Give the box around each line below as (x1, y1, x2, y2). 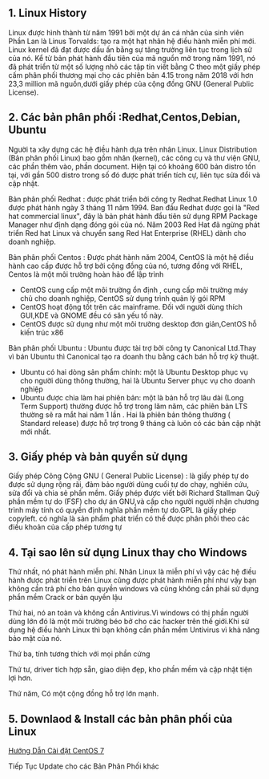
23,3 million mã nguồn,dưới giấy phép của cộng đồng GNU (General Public (8, 79, 255, 88)
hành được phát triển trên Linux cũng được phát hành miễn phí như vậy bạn (8, 575, 257, 585)
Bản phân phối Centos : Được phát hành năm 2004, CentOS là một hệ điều (8, 252, 254, 262)
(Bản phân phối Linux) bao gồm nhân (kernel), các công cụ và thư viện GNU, (8, 152, 261, 163)
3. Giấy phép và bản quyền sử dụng (8, 450, 188, 464)
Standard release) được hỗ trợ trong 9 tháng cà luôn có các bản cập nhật (19, 418, 261, 428)
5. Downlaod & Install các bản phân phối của (8, 712, 233, 725)
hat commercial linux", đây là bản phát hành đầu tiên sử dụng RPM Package (8, 211, 258, 221)
